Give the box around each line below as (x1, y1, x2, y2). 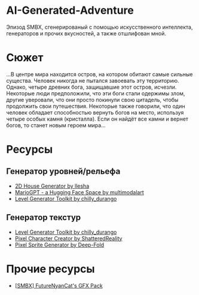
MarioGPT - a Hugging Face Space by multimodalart (14, 188, 145, 195)
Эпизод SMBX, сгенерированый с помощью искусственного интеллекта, (6, 23, 193, 31)
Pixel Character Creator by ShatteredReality (14, 234, 123, 242)
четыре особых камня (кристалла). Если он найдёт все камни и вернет (6, 115, 189, 122)
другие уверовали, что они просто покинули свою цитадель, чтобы (6, 96, 179, 103)
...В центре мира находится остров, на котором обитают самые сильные (6, 70, 193, 78)
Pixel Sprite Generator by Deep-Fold (14, 241, 105, 248)
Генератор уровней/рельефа (6, 166, 121, 177)
